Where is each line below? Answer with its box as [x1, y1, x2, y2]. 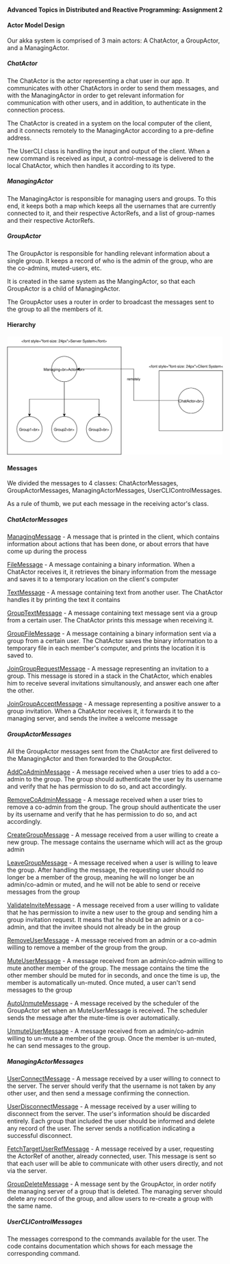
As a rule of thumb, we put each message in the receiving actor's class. [7, 500, 209, 508]
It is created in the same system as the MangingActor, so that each [7, 277, 196, 285]
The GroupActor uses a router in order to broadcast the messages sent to [7, 297, 214, 306]
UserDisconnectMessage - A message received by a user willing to [7, 1102, 197, 1110]
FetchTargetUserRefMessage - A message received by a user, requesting [7, 1145, 214, 1153]
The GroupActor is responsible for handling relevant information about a [7, 249, 210, 257]
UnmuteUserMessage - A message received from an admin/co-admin [7, 1027, 204, 1035]
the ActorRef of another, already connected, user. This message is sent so [7, 1152, 217, 1160]
